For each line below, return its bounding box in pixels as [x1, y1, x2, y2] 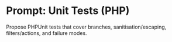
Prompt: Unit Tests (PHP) [6, 4, 130, 17]
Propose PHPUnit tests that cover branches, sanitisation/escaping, [6, 23, 167, 30]
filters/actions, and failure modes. [6, 29, 87, 36]
